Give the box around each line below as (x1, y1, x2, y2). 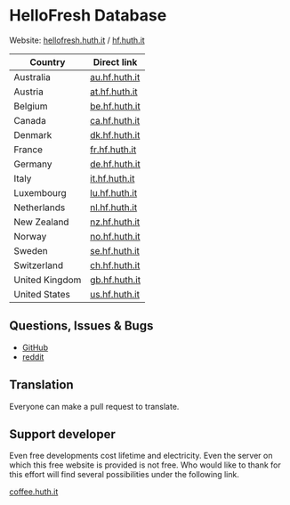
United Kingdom (13, 273, 82, 286)
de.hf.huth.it (90, 158, 141, 170)
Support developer (9, 427, 116, 442)
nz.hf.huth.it (90, 216, 141, 228)
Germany (13, 158, 52, 170)
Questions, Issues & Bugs (9, 318, 154, 334)
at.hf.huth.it (90, 86, 138, 98)
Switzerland (13, 259, 64, 272)
